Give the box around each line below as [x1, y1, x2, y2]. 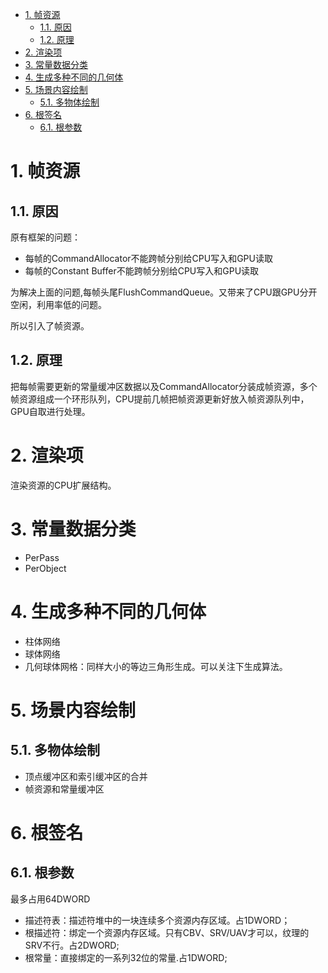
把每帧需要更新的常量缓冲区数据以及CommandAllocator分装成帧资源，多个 [10, 380, 318, 392]
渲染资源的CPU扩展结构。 [10, 479, 117, 491]
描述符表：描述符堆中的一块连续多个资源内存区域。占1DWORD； [24, 914, 291, 926]
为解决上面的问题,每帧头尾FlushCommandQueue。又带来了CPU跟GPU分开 [10, 286, 318, 298]
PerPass [24, 551, 60, 563]
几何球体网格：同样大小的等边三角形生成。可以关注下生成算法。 [24, 660, 288, 672]
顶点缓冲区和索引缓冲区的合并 [24, 770, 148, 782]
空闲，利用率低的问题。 [10, 299, 107, 310]
